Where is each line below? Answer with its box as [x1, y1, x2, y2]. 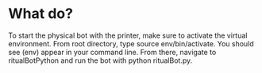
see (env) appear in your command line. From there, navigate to [8, 47, 217, 57]
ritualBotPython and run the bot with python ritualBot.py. [8, 56, 193, 65]
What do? [8, 5, 74, 23]
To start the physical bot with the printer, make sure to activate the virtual [8, 31, 248, 40]
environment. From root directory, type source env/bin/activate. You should [8, 38, 254, 48]
